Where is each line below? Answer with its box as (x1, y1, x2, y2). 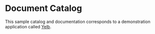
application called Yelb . (5, 23, 52, 29)
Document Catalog (5, 3, 82, 14)
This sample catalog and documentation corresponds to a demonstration (5, 19, 151, 24)
